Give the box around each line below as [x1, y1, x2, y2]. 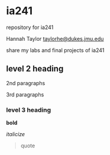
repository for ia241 [6, 24, 54, 31]
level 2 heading [6, 64, 64, 74]
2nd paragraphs [6, 79, 46, 86]
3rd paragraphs [6, 91, 44, 98]
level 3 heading [6, 105, 51, 114]
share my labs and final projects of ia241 [6, 46, 105, 54]
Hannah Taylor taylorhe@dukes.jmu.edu [6, 35, 104, 42]
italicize [6, 131, 25, 138]
